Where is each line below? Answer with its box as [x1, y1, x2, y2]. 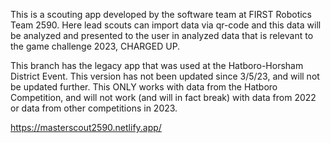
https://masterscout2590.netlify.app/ [10, 122, 162, 133]
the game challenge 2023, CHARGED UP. [10, 40, 181, 52]
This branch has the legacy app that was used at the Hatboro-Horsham [10, 60, 304, 71]
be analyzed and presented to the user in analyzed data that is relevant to [10, 30, 314, 41]
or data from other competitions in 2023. [10, 102, 178, 114]
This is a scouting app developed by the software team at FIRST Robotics [10, 9, 312, 20]
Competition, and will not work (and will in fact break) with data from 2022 [10, 92, 317, 103]
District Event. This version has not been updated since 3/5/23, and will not [10, 70, 320, 82]
